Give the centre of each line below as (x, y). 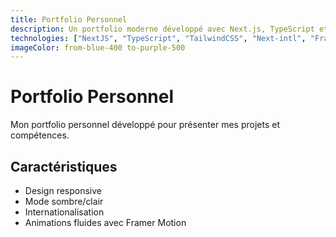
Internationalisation (64, 212)
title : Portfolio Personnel (69, 19)
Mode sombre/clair (64, 201)
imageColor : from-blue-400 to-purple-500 (98, 47)
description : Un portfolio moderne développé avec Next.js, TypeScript (162, 29)
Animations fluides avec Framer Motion (105, 222)
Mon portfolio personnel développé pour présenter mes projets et (145, 125)
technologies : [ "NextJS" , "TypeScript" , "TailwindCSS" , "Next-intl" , (158, 38)
